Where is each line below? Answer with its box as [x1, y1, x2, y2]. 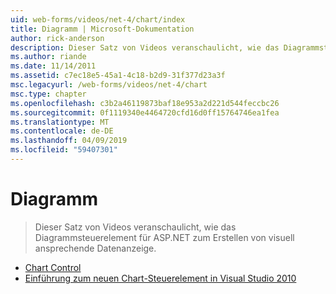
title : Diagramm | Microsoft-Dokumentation [10, 24, 195, 34]
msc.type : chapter [10, 89, 87, 99]
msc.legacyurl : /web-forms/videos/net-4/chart [10, 80, 208, 90]
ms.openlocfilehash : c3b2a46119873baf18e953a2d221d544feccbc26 [10, 98, 280, 108]
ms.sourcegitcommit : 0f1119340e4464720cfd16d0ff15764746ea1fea [10, 107, 280, 118]
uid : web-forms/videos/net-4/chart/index [10, 14, 186, 25]
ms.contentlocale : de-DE [10, 126, 114, 136]
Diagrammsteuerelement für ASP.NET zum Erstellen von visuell [34, 231, 295, 243]
